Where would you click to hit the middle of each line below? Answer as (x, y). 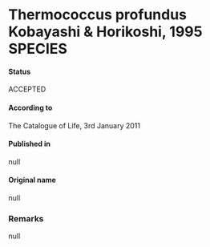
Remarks (26, 218)
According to (30, 107)
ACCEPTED (27, 89)
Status (20, 71)
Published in (29, 144)
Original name (32, 180)
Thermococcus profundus (97, 15)
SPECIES (38, 49)
